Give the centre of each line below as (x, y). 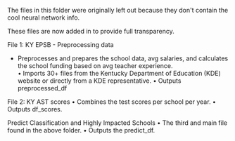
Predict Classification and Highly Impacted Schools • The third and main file (117, 123)
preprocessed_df (42, 88)
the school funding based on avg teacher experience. (95, 66)
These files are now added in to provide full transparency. (91, 31)
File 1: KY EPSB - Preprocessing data (61, 45)
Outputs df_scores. (35, 109)
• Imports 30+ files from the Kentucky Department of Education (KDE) (119, 73)
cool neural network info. (44, 18)
